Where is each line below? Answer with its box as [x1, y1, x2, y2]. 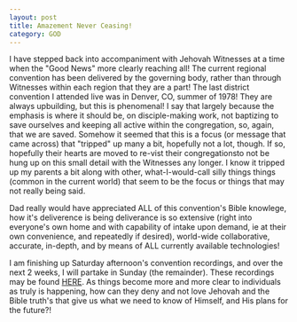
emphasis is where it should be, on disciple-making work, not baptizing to [9, 110, 279, 121]
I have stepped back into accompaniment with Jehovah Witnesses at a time [9, 54, 285, 65]
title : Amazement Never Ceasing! [9, 21, 133, 30]
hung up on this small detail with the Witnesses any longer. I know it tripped [9, 157, 285, 169]
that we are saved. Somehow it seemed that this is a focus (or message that [9, 130, 286, 140]
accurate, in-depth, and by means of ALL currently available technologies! [9, 240, 280, 251]
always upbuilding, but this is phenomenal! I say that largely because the [9, 101, 275, 112]
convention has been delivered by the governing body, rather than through [9, 73, 282, 83]
